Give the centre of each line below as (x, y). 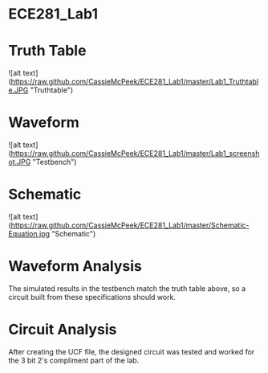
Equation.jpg (29, 234)
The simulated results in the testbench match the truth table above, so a (127, 288)
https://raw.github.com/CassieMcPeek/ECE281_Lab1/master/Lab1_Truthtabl (135, 82)
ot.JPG (20, 162)
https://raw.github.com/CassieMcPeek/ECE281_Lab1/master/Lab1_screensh (135, 154)
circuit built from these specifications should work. (92, 297)
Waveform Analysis (75, 266)
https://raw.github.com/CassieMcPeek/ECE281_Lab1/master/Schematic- (130, 225)
